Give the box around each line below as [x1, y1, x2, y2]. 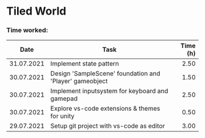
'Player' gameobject [50, 77, 108, 86]
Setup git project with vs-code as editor [50, 122, 165, 130]
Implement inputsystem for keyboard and [50, 87, 168, 95]
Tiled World [6, 4, 67, 18]
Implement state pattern [50, 60, 119, 68]
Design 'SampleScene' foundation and [50, 69, 160, 78]
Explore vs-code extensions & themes [50, 105, 160, 113]
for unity [50, 112, 75, 120]
